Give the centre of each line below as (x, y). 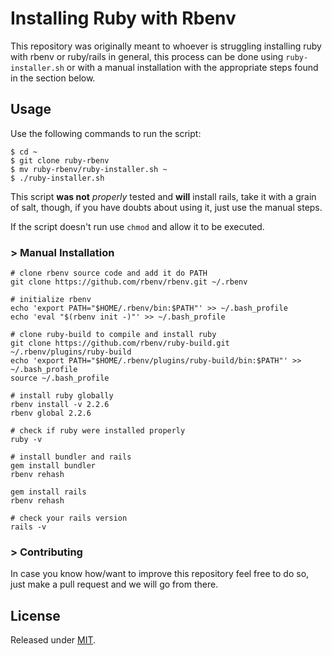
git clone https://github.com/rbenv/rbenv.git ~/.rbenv (129, 282)
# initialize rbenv (51, 300)
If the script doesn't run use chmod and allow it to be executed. (137, 226)
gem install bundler (53, 466)
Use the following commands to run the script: (106, 133)
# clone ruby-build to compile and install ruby (113, 335)
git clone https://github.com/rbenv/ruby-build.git (120, 343)
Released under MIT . (53, 640)
